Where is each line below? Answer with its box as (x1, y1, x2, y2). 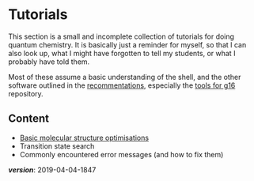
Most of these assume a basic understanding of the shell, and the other (8, 72, 241, 81)
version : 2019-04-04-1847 (8, 164, 97, 175)
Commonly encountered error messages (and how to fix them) (19, 149, 224, 159)
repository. (8, 89, 44, 98)
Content (8, 112, 50, 126)
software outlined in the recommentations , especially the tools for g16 (8, 81, 236, 90)
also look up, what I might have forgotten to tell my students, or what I (8, 48, 236, 58)
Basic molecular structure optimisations (19, 133, 149, 142)
